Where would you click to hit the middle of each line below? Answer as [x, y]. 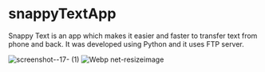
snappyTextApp [62, 14]
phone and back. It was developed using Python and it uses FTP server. [127, 44]
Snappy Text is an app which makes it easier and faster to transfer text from [133, 36]
